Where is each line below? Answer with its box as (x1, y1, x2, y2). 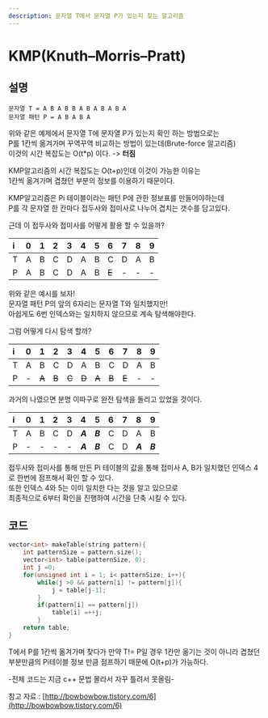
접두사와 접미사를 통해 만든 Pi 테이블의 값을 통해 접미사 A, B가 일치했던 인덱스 (8, 462, 252, 472)
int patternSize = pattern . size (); (23, 548, 143, 557)
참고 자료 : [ (8, 691, 46, 701)
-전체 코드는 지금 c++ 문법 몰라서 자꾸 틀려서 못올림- (8, 673, 175, 684)
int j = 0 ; (23, 563, 57, 571)
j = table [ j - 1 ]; (51, 586, 107, 594)
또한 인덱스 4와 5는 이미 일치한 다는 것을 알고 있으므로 (8, 482, 179, 492)
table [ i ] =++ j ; (51, 609, 103, 617)
